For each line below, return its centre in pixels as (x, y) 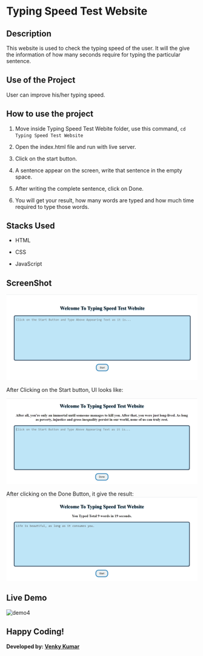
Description (29, 34)
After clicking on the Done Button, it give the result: (70, 494)
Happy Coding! (35, 632)
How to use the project (50, 114)
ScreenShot (29, 283)
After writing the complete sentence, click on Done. (79, 188)
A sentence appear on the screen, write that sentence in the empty (99, 170)
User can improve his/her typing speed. (56, 95)
